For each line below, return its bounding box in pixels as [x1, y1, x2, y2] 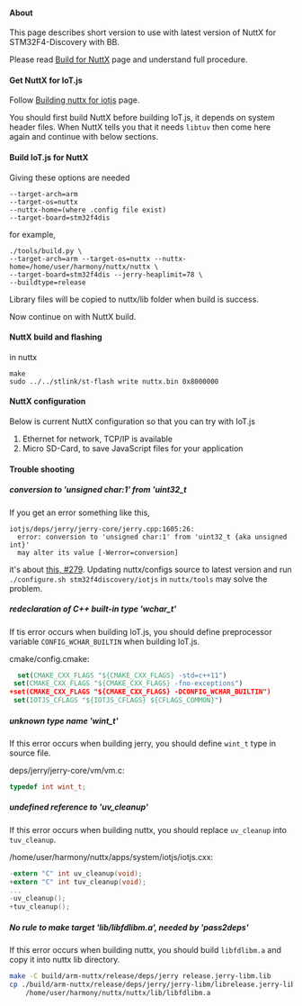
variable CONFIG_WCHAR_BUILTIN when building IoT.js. [9, 636, 200, 647]
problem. [9, 583, 43, 594]
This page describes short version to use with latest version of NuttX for [9, 27, 277, 38]
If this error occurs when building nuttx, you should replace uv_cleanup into [9, 824, 288, 835]
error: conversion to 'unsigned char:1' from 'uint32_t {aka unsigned [17, 532, 288, 541]
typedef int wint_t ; [9, 783, 87, 792]
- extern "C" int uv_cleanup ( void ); [9, 869, 143, 878]
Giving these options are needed [9, 172, 130, 183]
